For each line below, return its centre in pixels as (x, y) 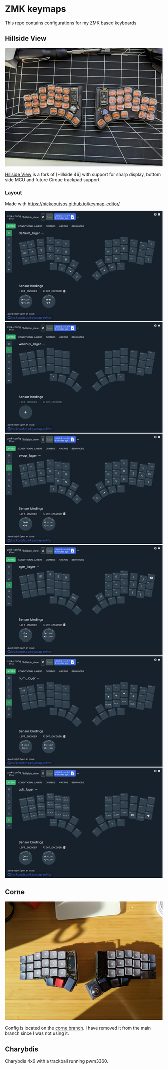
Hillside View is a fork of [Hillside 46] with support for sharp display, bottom (83, 175)
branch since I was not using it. (37, 1033)
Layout (14, 193)
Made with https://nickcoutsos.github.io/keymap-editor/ (63, 204)
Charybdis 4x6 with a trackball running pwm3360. (57, 1061)
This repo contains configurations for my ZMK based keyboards (71, 23)
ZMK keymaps (36, 9)
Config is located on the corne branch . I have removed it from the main (78, 1028)
